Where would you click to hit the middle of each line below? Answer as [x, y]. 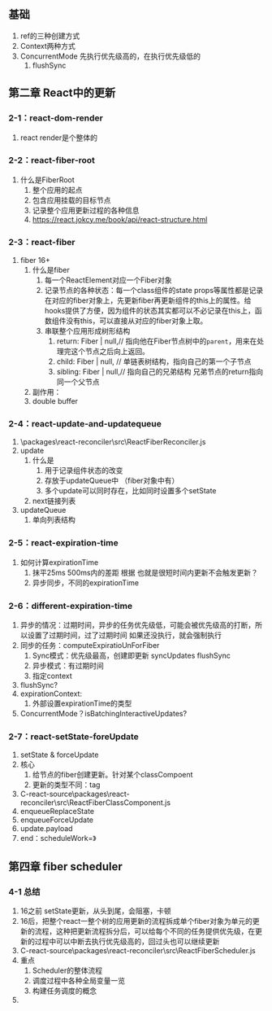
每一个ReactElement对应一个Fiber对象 [108, 280]
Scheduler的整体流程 [67, 970]
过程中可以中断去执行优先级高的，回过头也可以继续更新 [127, 941]
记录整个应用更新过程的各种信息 [86, 210]
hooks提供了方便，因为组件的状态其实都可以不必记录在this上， [150, 311]
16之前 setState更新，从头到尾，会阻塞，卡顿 [96, 911]
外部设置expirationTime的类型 [82, 703]
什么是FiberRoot [47, 179]
